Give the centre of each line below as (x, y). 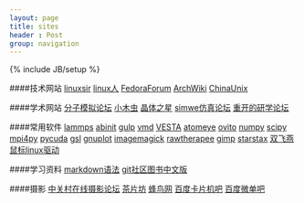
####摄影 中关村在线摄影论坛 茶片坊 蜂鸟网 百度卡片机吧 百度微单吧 (137, 189)
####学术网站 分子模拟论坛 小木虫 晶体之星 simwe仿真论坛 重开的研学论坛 (149, 108)
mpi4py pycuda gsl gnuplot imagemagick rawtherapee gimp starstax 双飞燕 (152, 139)
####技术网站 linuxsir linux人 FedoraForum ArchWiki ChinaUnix (129, 89)
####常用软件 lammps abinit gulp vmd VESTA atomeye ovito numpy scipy (148, 127)
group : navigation (44, 43)
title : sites (34, 27)
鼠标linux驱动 (34, 150)
